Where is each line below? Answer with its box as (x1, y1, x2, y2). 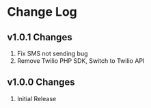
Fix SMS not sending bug (16, 49, 88, 57)
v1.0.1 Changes (7, 31, 73, 43)
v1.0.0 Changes (7, 77, 75, 88)
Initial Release (16, 94, 57, 103)
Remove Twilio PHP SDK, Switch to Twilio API (16, 57, 145, 65)
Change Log (7, 4, 77, 20)
